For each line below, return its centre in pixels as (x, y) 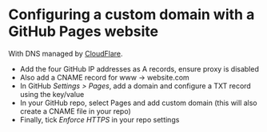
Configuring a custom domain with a (132, 15)
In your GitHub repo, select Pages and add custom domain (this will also (138, 103)
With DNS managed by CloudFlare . (66, 53)
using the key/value (52, 94)
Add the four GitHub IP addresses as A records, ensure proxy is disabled (139, 68)
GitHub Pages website (83, 31)
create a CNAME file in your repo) (76, 111)
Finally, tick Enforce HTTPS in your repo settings (100, 119)
